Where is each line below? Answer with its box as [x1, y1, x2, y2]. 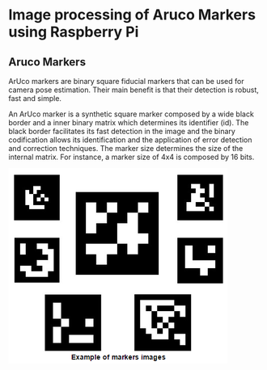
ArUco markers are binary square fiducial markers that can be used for [8, 77, 244, 86]
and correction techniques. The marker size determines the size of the [8, 144, 244, 153]
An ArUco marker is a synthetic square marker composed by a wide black [8, 109, 255, 119]
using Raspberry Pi [8, 23, 139, 41]
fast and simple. [8, 94, 62, 103]
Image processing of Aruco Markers [8, 6, 256, 24]
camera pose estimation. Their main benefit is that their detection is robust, [8, 85, 259, 95]
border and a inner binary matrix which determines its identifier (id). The [8, 118, 249, 127]
